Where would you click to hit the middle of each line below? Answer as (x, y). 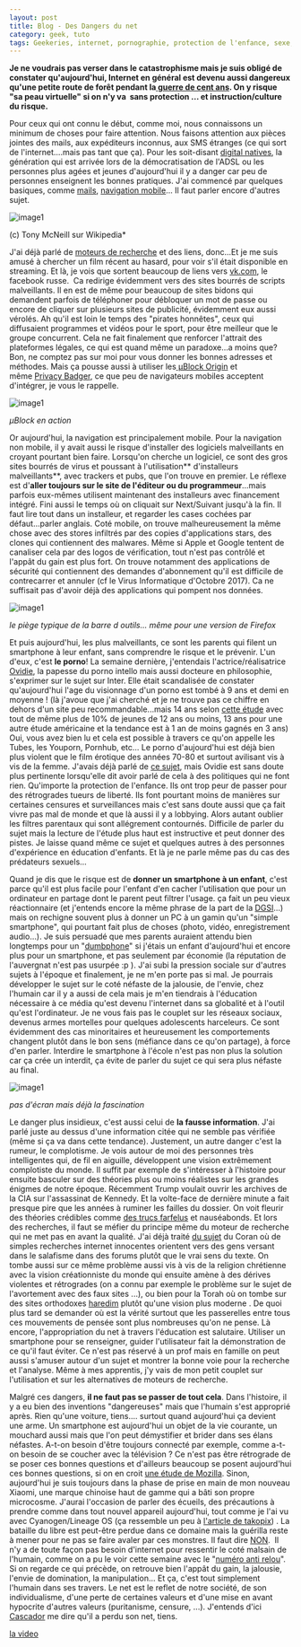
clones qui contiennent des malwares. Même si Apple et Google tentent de (147, 543)
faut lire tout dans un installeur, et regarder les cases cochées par (131, 514)
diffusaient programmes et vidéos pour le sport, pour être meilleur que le (144, 329)
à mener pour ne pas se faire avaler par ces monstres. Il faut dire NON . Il (144, 1540)
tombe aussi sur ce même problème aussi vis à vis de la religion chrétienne (148, 1266)
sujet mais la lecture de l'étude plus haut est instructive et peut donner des (147, 833)
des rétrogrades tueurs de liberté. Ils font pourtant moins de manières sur (145, 795)
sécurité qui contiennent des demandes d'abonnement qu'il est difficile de (146, 572)
